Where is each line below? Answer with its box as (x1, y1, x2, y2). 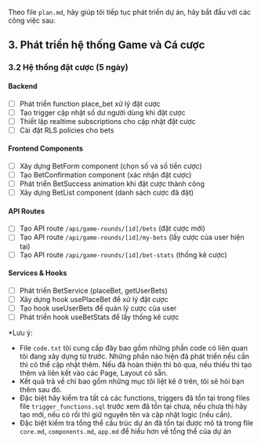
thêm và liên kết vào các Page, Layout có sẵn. (19, 369, 169, 378)
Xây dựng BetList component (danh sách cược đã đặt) (19, 188, 194, 198)
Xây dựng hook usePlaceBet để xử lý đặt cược (19, 294, 169, 304)
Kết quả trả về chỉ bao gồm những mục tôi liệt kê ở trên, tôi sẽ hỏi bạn (19, 377, 245, 386)
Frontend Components (8, 144, 84, 153)
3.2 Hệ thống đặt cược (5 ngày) (8, 62, 129, 73)
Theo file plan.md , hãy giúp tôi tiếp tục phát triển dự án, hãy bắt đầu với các (8, 8, 252, 16)
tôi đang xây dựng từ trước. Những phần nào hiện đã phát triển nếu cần (19, 351, 249, 361)
